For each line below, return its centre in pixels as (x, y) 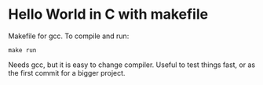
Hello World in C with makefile (108, 14)
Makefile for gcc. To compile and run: (69, 36)
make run (22, 50)
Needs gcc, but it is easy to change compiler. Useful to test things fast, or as (132, 65)
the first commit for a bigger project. (67, 73)
